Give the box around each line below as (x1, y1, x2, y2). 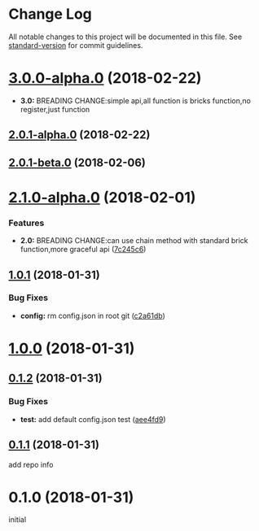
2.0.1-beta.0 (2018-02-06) (8, 155, 147, 169)
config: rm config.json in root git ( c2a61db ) (20, 311, 165, 320)
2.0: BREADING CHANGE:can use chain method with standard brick (20, 236, 248, 246)
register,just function (20, 104, 90, 114)
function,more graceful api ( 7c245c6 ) (20, 245, 147, 255)
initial (8, 515, 27, 524)
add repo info (8, 459, 54, 469)
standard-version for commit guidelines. (8, 40, 143, 50)
